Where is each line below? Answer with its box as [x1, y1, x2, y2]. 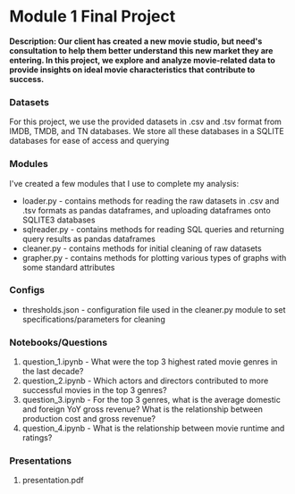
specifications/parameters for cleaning [21, 314, 165, 324]
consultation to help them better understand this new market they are [9, 45, 274, 55]
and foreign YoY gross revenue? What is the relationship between [21, 404, 264, 414]
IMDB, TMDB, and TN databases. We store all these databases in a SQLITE [9, 126, 284, 137]
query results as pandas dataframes [21, 233, 156, 244]
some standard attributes [21, 262, 115, 272]
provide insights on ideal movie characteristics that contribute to [9, 64, 256, 75]
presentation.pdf [21, 475, 84, 486]
